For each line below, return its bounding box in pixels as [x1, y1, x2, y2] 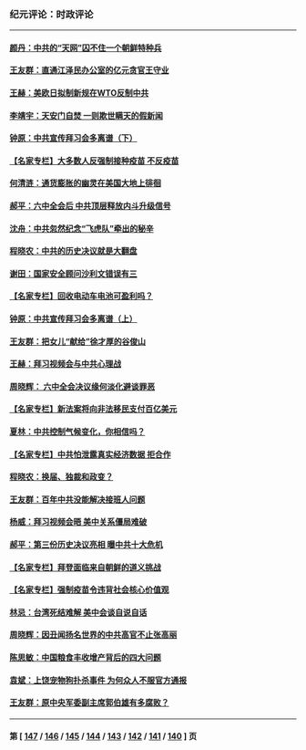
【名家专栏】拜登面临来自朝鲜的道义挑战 [9, 561, 161, 572]
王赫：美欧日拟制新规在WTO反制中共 [9, 88, 149, 99]
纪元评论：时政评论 [9, 7, 94, 20]
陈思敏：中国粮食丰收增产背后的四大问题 [9, 651, 161, 662]
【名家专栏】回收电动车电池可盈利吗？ [9, 290, 153, 302]
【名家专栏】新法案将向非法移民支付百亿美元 [9, 403, 178, 414]
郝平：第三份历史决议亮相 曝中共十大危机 [9, 538, 164, 549]
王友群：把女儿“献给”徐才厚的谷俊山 [9, 336, 147, 347]
